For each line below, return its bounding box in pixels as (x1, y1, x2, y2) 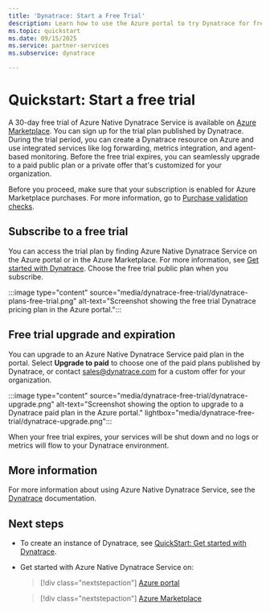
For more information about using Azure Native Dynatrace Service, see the (8, 485, 256, 495)
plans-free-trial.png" (8, 295, 77, 306)
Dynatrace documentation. (8, 493, 97, 503)
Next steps (8, 517, 64, 530)
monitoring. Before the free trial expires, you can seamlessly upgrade (31, 151, 260, 161)
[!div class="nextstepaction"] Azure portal (39, 578, 180, 588)
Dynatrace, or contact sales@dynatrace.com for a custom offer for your (8, 366, 247, 376)
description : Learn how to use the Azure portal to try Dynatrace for (8, 19, 250, 27)
